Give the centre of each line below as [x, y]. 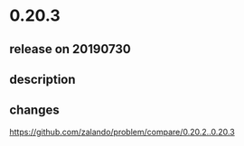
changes [35, 110]
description [42, 79]
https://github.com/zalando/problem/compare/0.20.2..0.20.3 [122, 132]
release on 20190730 [70, 49]
